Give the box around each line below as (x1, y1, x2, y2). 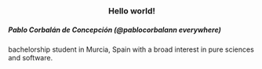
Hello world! (108, 5, 155, 16)
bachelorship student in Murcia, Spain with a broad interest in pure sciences (8, 45, 255, 54)
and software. (8, 53, 53, 62)
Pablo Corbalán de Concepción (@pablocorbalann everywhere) (8, 25, 221, 34)
